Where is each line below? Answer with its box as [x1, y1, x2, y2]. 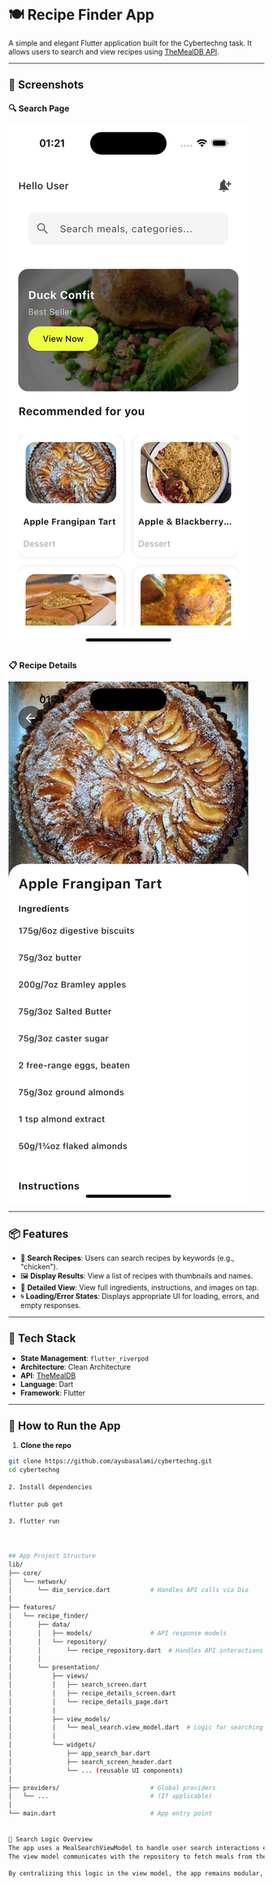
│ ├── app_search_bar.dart [8, 1749, 151, 1758]
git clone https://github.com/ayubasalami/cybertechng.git [8, 1458, 213, 1466]
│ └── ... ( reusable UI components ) [8, 1766, 184, 1774]
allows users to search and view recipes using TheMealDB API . [8, 46, 219, 56]
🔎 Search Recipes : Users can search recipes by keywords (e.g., [19, 1252, 235, 1262]
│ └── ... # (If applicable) [8, 1792, 213, 1800]
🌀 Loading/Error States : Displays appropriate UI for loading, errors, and [19, 1291, 260, 1300]
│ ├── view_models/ [8, 1715, 111, 1723]
